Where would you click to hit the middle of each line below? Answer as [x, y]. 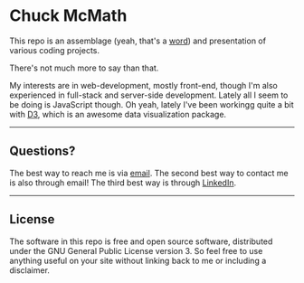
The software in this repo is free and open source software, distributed [141, 241]
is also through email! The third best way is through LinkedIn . [123, 183]
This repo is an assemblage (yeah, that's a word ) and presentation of [138, 41]
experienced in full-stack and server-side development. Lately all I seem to [149, 95]
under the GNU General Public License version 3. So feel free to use [136, 250]
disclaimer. [29, 270]
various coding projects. [55, 50]
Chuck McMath [68, 16]
